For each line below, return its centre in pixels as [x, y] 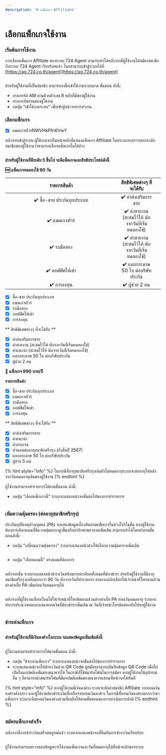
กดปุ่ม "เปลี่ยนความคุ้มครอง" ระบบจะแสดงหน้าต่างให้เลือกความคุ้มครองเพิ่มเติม [76, 545]
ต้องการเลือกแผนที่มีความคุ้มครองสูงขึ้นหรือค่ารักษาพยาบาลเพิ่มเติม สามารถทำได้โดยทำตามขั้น [80, 530]
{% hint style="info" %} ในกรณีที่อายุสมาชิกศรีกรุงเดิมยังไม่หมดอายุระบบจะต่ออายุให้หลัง [81, 471]
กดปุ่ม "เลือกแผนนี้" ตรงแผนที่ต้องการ [43, 560]
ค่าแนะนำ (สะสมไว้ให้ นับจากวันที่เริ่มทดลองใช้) [50, 350]
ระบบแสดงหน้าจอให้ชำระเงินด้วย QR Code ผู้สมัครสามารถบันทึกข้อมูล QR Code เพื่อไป [85, 667]
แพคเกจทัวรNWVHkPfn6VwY [40, 130]
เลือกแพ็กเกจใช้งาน [36, 34]
